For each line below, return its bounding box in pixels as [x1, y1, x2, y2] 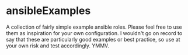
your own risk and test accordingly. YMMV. [6, 42, 110, 49]
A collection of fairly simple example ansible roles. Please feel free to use [6, 23, 182, 30]
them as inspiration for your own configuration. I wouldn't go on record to [6, 29, 183, 36]
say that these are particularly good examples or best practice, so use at [6, 36, 180, 43]
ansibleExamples [6, 4, 91, 18]
